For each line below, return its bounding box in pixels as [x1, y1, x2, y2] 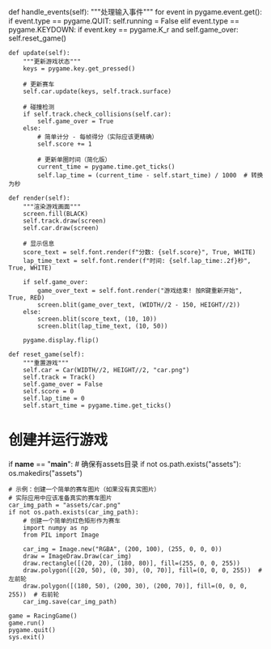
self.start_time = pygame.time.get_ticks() [23, 401, 172, 409]
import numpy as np [23, 524, 89, 532]
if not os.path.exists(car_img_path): [8, 508, 139, 516]
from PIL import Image [23, 531, 100, 539]
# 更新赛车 [23, 80, 55, 88]
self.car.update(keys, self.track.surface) [23, 87, 172, 95]
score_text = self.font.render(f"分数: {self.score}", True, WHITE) [23, 248, 256, 257]
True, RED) [8, 294, 45, 302]
